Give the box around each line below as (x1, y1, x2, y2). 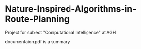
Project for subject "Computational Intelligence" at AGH (5, 29, 116, 35)
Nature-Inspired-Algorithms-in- (5, 3, 137, 14)
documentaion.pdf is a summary (5, 38, 70, 44)
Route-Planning (5, 13, 70, 24)
